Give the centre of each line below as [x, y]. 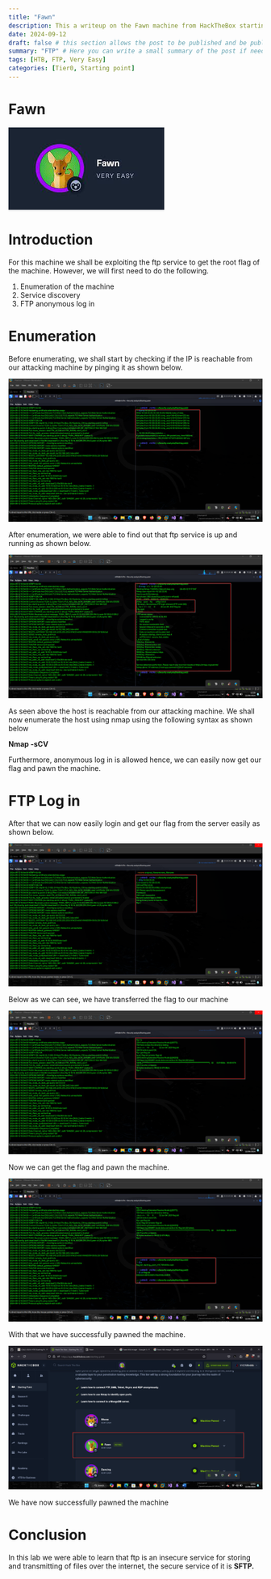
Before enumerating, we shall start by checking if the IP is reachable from [130, 358]
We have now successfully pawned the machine [89, 1502]
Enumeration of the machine [67, 286]
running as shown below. [50, 544]
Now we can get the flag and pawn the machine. [89, 1167]
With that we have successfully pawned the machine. [97, 1335]
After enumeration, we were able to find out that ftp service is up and [123, 535]
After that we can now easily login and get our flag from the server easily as [134, 823]
